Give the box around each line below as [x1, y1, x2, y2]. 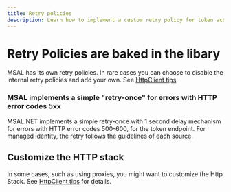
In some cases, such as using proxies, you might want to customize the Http [7, 169, 223, 178]
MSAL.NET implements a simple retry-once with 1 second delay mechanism [7, 117, 221, 125]
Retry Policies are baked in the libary [7, 46, 221, 62]
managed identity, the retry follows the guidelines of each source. [7, 132, 194, 140]
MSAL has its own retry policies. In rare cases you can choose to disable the [7, 69, 223, 77]
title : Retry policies [7, 10, 72, 17]
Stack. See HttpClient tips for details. [7, 177, 112, 185]
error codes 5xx [7, 101, 62, 111]
